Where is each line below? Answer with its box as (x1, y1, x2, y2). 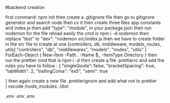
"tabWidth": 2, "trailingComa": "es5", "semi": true (5, 68, 108, 74)
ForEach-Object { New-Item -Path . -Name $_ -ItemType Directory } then (5, 52, 157, 58)
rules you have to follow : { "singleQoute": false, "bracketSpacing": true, (5, 63, 156, 68)
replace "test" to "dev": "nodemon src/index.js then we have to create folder (5, 36, 165, 42)
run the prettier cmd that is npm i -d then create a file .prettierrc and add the (5, 57, 164, 63)
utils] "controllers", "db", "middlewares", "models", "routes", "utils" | (5, 47, 147, 52)
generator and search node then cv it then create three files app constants (5, 20, 161, 25)
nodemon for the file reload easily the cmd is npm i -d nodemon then (5, 30, 149, 36)
